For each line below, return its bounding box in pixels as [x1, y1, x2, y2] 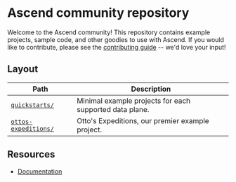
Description [131, 84, 171, 94]
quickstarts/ [11, 101, 55, 109]
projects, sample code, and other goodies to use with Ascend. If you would [7, 35, 225, 43]
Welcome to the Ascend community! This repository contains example [7, 28, 211, 36]
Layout [7, 63, 39, 75]
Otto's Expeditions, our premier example [77, 115, 209, 125]
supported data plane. [77, 104, 150, 114]
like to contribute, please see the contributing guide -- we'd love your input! [7, 43, 226, 51]
